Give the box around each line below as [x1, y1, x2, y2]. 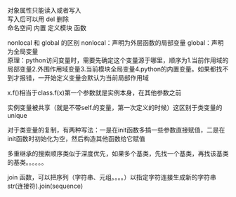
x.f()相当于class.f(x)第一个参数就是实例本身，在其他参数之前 [7, 88, 182, 97]
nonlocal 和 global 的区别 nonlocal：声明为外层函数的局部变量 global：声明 [7, 39, 224, 47]
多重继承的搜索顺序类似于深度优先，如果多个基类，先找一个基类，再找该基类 [7, 149, 229, 158]
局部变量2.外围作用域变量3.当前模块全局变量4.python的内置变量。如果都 [7, 65, 216, 73]
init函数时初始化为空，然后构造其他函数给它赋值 [7, 135, 145, 142]
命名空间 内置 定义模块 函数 [7, 24, 86, 32]
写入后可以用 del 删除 [7, 15, 69, 23]
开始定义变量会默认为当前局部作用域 [44, 74, 149, 82]
